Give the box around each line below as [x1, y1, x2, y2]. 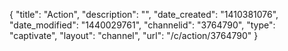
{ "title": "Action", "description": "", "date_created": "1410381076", [9, 9, 279, 20]
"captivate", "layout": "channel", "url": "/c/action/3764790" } [9, 30, 259, 41]
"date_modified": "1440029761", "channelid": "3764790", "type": [9, 19, 276, 31]
